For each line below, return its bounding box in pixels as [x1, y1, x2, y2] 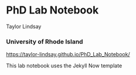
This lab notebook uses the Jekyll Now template [6, 62, 123, 69]
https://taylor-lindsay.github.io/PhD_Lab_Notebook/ [6, 51, 130, 58]
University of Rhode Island [6, 37, 83, 46]
